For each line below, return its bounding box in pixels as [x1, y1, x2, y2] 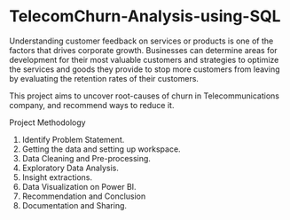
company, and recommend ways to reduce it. [9, 99, 175, 110]
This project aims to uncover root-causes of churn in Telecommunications [9, 90, 279, 101]
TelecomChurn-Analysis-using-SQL [9, 6, 281, 27]
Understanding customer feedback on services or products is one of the [9, 35, 274, 46]
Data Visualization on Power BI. [21, 181, 137, 192]
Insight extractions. [21, 171, 93, 183]
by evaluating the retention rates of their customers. [9, 73, 200, 83]
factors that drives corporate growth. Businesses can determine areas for [9, 44, 278, 55]
